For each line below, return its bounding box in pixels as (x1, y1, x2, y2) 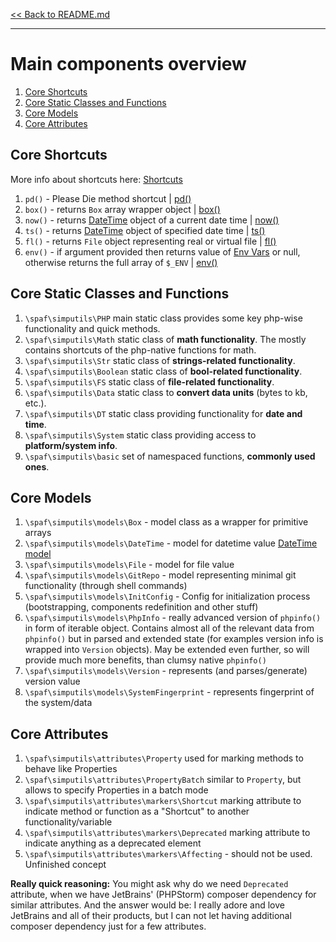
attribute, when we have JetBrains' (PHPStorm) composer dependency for (10, 889, 317, 901)
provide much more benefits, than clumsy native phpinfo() (24, 654, 267, 666)
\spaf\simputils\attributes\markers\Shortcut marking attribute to (24, 795, 302, 807)
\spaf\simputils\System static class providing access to (24, 429, 257, 441)
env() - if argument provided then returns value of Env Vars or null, (24, 245, 301, 258)
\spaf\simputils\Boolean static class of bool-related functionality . (24, 365, 303, 377)
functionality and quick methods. (24, 322, 161, 334)
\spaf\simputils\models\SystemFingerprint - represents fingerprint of (24, 686, 315, 698)
